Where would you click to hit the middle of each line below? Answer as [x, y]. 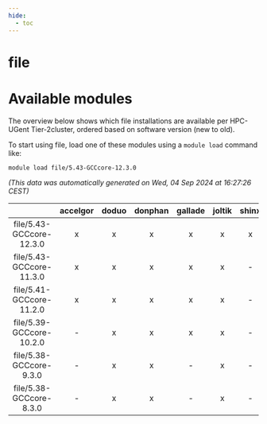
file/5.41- [32, 290]
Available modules [70, 98]
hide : [17, 16]
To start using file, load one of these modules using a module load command [133, 145]
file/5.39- [32, 322]
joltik [222, 210]
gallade [190, 210]
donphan [151, 210]
